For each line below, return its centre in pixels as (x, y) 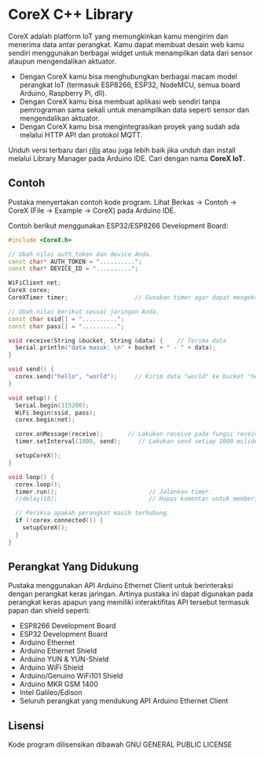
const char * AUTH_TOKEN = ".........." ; (75, 261)
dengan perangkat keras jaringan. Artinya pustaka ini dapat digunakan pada (131, 594)
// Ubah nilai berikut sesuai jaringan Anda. (84, 312)
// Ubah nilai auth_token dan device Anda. (81, 254)
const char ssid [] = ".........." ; (66, 319)
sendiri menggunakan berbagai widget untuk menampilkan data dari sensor (130, 53)
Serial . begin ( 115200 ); (52, 405)
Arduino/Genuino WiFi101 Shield (71, 676)
